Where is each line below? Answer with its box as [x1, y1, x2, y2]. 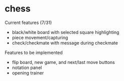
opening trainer [12, 69, 44, 75]
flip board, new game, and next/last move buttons [12, 59, 115, 65]
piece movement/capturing [12, 34, 68, 40]
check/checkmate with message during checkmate [12, 39, 118, 45]
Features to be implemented [5, 49, 63, 55]
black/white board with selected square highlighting [12, 29, 119, 35]
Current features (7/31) [5, 19, 52, 25]
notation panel [12, 64, 42, 70]
